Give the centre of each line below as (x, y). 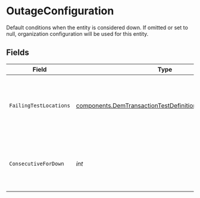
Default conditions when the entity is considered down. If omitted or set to (97, 27)
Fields (18, 53)
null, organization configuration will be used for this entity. (77, 33)
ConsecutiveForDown (37, 163)
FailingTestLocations (40, 105)
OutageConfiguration (60, 11)
